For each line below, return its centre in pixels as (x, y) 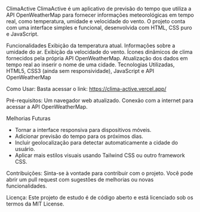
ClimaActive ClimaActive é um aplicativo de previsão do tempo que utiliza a (99, 9)
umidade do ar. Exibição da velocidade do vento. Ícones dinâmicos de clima (99, 52)
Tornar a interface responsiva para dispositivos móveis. (83, 130)
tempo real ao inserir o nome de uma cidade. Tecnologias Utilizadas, (90, 64)
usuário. (25, 149)
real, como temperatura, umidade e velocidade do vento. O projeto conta (96, 21)
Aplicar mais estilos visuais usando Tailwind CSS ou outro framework (100, 155)
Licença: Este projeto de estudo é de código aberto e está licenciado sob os (100, 197)
